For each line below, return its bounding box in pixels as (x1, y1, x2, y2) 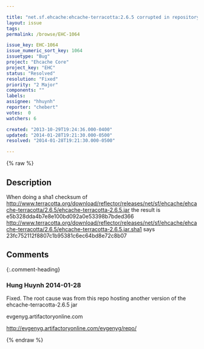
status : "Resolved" (6, 70, 56, 76)
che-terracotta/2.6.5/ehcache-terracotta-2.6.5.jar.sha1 (6, 225, 142, 232)
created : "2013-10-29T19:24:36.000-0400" (6, 126, 113, 132)
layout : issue (6, 19, 42, 26)
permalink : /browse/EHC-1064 (6, 31, 80, 37)
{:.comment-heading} (6, 265, 61, 273)
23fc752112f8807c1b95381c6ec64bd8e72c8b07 (6, 232, 127, 239)
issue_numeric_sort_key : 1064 (6, 48, 83, 54)
